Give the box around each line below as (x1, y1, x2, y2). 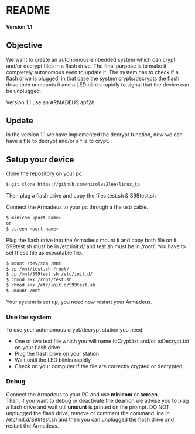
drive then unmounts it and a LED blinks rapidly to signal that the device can (6, 81, 189, 88)
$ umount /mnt (6, 288, 41, 294)
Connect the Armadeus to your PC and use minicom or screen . (6, 390, 159, 398)
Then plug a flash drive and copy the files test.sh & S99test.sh (6, 192, 156, 199)
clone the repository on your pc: (6, 170, 84, 177)
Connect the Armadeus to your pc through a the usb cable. (6, 203, 148, 211)
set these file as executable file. (6, 249, 83, 256)
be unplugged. (6, 87, 42, 94)
